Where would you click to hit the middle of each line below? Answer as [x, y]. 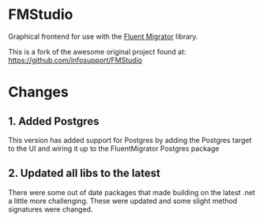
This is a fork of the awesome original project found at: [98, 51]
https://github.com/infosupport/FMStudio [75, 60]
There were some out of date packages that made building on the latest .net [131, 192]
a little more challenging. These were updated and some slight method [123, 201]
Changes [38, 92]
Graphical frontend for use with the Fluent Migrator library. [103, 36]
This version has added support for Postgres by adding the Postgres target [130, 140]
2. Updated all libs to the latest [84, 173]
